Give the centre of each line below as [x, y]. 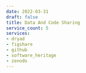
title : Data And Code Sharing [43, 22]
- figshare [19, 45]
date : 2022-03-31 [27, 11]
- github [17, 50]
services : [18, 34]
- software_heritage [32, 55]
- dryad [16, 39]
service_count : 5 [27, 28]
